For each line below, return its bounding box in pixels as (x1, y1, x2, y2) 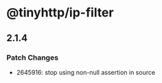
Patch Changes (6, 53, 59, 62)
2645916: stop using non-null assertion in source (16, 68, 156, 76)
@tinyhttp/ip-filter (6, 5, 114, 21)
